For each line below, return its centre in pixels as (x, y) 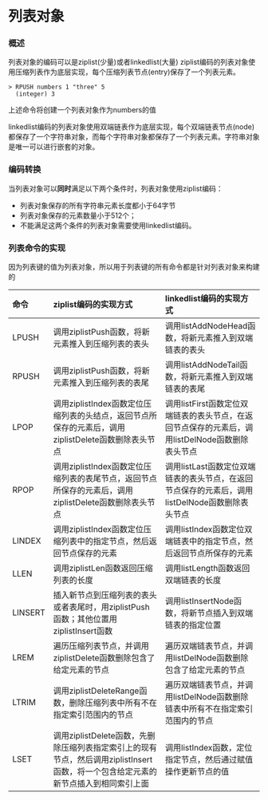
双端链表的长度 (193, 581)
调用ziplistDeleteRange (96, 691)
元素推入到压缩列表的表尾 (101, 383)
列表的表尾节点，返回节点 (109, 479)
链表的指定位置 (193, 625)
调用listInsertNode (199, 601)
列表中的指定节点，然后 (105, 542)
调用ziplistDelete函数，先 (100, 736)
